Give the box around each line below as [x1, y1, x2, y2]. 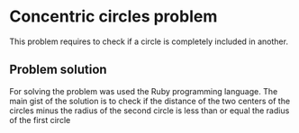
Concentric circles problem [9, 6, 218, 27]
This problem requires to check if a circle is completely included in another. [9, 36, 288, 47]
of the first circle [9, 114, 71, 125]
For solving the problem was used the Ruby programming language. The [9, 85, 278, 96]
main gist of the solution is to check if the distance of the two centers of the [9, 95, 291, 106]
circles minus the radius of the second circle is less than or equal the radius [9, 105, 290, 116]
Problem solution [9, 62, 107, 77]
